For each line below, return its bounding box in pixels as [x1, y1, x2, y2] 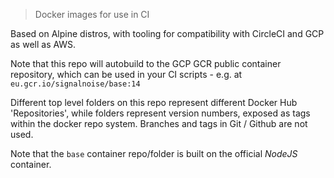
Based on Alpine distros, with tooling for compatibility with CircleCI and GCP [10, 28, 325, 39]
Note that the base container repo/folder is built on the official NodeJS [10, 148, 298, 159]
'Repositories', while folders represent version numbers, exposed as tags [10, 107, 311, 119]
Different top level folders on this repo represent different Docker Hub [10, 97, 298, 108]
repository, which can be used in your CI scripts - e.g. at [10, 69, 243, 80]
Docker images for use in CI [34, 9, 150, 20]
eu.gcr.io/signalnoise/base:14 [10, 79, 141, 89]
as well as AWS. [10, 39, 77, 50]
